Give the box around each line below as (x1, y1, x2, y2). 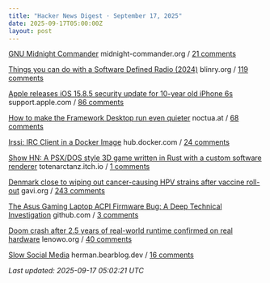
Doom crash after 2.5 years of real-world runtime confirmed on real (8, 226, 233, 235)
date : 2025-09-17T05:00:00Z (8, 19, 103, 27)
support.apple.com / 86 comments (8, 98, 124, 108)
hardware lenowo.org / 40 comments (8, 234, 132, 244)
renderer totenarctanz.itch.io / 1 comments (8, 162, 150, 171)
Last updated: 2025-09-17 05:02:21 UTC (8, 266, 144, 276)
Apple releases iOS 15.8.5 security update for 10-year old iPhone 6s (8, 89, 233, 99)
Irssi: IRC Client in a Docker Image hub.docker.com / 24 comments (8, 137, 230, 147)
